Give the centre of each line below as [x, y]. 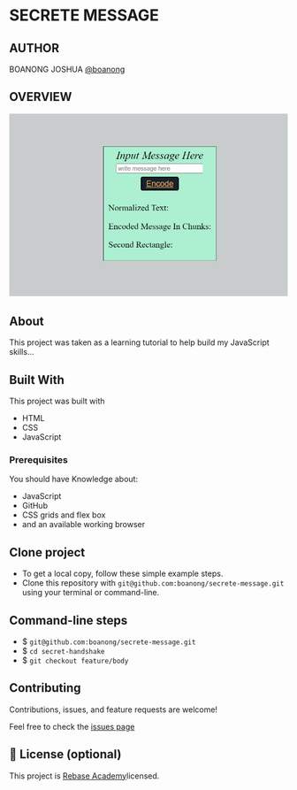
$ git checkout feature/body [75, 660]
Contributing [45, 688]
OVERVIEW [41, 97]
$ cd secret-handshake [63, 650]
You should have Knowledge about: [74, 479]
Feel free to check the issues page [72, 726]
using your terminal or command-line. [91, 593]
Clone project [47, 552]
